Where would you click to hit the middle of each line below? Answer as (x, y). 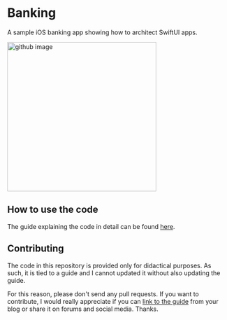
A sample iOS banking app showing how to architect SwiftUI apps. (102, 32)
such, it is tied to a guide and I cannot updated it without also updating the (114, 273)
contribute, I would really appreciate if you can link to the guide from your (113, 301)
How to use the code (53, 210)
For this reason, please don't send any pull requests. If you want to (103, 294)
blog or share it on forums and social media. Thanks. (83, 309)
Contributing (36, 249)
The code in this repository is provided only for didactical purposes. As (109, 265)
